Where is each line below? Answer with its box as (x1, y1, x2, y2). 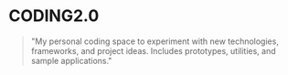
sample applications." (30, 55, 112, 66)
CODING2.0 (8, 5, 100, 27)
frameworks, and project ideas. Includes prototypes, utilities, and (30, 45, 276, 56)
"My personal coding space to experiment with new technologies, (30, 36, 280, 47)
